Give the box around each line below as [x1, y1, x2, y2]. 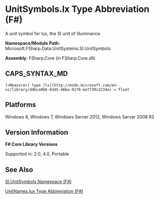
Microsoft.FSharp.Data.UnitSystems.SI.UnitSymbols [5, 45, 111, 51]
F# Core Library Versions [5, 141, 58, 147]
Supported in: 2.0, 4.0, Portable [5, 151, 69, 157]
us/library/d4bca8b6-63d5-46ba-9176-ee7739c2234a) [5, 87, 112, 92]
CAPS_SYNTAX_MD [5, 70, 68, 78]
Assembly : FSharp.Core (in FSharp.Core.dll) [5, 55, 96, 61]
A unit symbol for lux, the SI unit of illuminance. [5, 30, 102, 36]
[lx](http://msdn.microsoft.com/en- [43, 83, 119, 88]
